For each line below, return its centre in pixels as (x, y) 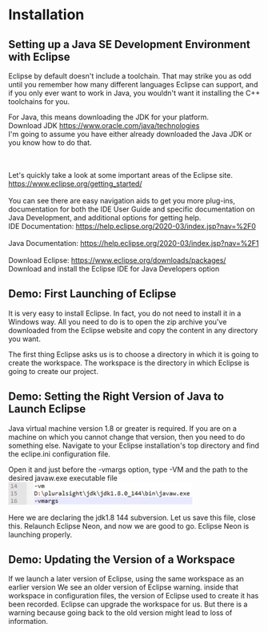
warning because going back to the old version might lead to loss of (120, 613)
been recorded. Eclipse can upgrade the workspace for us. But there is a (128, 604)
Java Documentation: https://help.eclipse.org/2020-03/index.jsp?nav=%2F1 (134, 243)
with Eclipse (39, 56)
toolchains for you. (39, 101)
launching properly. (40, 534)
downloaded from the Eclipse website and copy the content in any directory (133, 330)
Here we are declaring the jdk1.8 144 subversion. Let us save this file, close (132, 517)
